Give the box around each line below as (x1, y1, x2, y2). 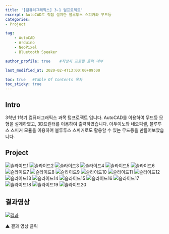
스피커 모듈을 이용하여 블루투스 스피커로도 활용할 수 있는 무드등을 (10, 127, 139, 133)
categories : (5, 17, 30, 22)
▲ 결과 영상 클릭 (5, 223, 38, 229)
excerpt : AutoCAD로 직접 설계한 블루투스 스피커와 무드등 (5, 12, 112, 17)
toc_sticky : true (5, 82, 42, 87)
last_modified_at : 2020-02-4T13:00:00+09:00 (5, 68, 100, 73)
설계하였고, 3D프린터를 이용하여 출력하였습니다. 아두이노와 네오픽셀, (14, 121, 149, 127)
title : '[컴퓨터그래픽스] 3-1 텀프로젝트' (5, 7, 83, 13)
